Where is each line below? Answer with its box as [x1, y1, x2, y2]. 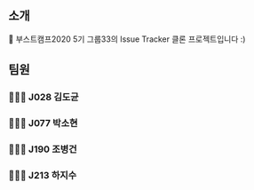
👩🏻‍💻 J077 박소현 [8, 117, 78, 130]
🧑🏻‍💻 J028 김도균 [8, 91, 79, 104]
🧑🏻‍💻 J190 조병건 [8, 143, 77, 155]
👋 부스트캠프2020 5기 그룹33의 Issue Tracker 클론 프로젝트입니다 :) [8, 34, 246, 44]
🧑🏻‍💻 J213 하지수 [8, 169, 77, 181]
